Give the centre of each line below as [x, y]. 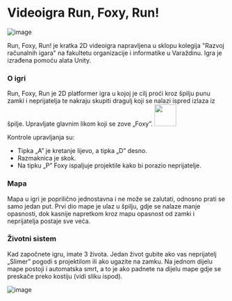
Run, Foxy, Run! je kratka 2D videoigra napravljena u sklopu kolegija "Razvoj [116, 45]
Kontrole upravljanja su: [41, 138]
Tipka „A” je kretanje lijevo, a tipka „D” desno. [82, 151]
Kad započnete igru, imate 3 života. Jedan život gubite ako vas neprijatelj [112, 254]
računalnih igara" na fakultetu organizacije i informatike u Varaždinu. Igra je [115, 53]
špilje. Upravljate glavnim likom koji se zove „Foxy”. [80, 124]
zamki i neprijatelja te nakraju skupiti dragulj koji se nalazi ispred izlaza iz [111, 101]
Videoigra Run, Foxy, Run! [83, 13]
